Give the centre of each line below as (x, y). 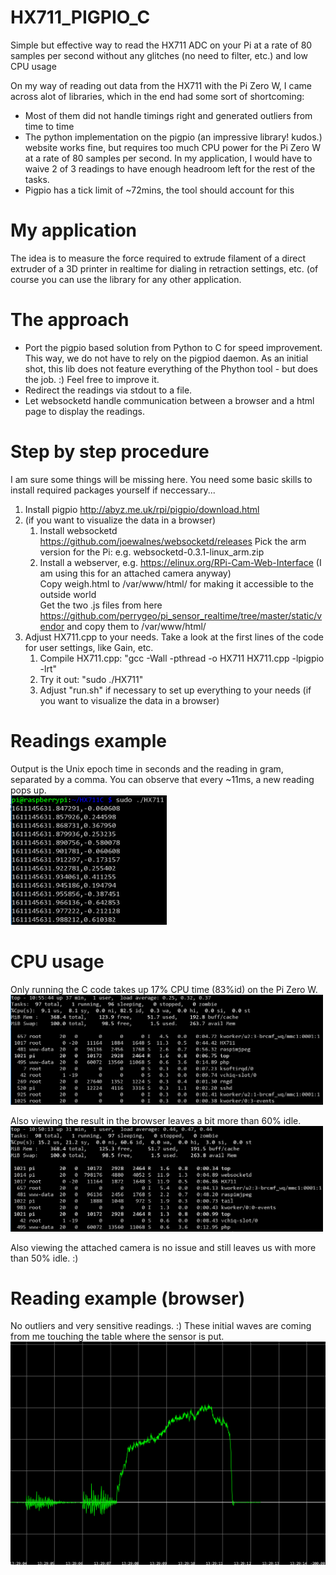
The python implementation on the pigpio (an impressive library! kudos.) (173, 137)
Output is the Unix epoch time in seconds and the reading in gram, (147, 768)
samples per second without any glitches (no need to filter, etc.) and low (159, 55)
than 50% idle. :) (44, 1258)
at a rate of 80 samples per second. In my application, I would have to (168, 158)
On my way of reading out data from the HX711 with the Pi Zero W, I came (161, 85)
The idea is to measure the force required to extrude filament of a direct (158, 258)
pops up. (28, 790)
